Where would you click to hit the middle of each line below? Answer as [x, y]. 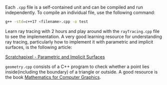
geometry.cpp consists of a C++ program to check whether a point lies [77, 66]
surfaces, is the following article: [39, 47]
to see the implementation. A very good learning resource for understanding [84, 36]
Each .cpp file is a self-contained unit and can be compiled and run [74, 7]
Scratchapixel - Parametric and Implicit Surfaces [55, 56]
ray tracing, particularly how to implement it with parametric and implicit [79, 41]
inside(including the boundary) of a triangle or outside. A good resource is [81, 71]
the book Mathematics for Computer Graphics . [53, 77]
